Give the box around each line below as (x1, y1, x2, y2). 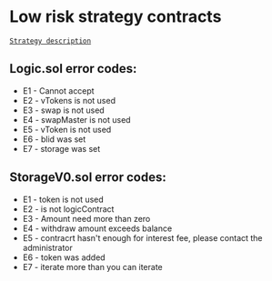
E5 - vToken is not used (22, 124, 112, 135)
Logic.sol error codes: (9, 61, 137, 76)
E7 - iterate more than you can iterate (22, 261, 163, 272)
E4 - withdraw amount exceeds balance (22, 223, 173, 234)
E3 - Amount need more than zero (22, 213, 151, 224)
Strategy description (9, 36, 92, 45)
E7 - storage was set (22, 143, 101, 154)
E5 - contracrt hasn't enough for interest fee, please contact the (22, 232, 263, 243)
